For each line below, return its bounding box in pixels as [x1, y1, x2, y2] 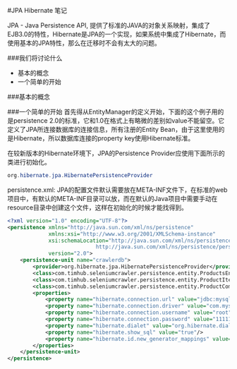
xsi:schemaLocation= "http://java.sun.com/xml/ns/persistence [48, 237, 232, 244]
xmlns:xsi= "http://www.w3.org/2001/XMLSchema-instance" [48, 230, 217, 238]
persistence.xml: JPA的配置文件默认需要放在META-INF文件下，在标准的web [7, 186, 228, 194]
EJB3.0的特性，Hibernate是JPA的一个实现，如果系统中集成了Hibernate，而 [7, 30, 226, 38]
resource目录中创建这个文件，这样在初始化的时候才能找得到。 [7, 203, 188, 212]
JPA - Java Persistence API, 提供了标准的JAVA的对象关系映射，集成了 [7, 21, 210, 30]
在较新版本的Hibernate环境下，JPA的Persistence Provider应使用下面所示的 [7, 149, 226, 157]
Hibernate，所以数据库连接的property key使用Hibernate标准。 [13, 134, 195, 143]
